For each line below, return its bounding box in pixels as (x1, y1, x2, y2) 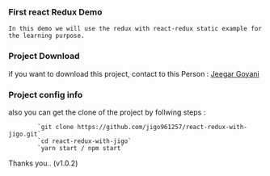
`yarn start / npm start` (37, 144, 125, 152)
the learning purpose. (8, 31, 85, 40)
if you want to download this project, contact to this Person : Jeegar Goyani (8, 69, 260, 78)
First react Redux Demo (8, 6, 103, 18)
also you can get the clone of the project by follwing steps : (8, 107, 206, 117)
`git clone (37, 123, 74, 131)
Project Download (8, 51, 80, 62)
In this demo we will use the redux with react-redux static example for (8, 25, 263, 33)
